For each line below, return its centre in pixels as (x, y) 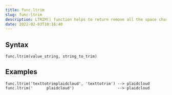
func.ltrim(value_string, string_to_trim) (51, 56)
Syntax (17, 44)
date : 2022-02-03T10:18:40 (34, 24)
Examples (21, 72)
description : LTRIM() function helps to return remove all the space (81, 19)
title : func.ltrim (25, 10)
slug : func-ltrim (24, 15)
